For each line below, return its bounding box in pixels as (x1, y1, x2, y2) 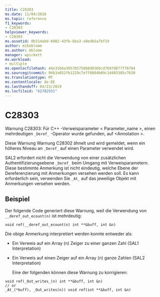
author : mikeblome (5, 43, 42, 48)
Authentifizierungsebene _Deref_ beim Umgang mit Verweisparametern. (5, 160, 149, 166)
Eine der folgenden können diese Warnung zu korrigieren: (12, 270, 128, 276)
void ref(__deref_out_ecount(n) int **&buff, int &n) (5, 223, 116, 227)
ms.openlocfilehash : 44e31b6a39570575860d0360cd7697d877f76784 (5, 66, 136, 71)
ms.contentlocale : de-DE (5, 79, 55, 84)
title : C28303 (5, 7, 34, 12)
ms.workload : (5, 57, 32, 62)
